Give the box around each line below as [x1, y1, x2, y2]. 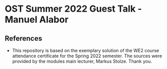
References [5, 34, 42, 43]
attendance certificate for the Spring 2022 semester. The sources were [12, 53, 162, 59]
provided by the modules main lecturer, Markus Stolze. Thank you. [12, 58, 152, 64]
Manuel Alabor [5, 14, 69, 25]
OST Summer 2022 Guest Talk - [5, 3, 142, 15]
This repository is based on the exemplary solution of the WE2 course [12, 48, 159, 53]
